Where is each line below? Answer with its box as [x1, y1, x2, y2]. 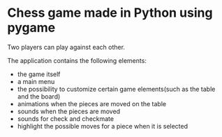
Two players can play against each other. [7, 43, 126, 51]
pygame [7, 20, 56, 36]
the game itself [17, 70, 61, 78]
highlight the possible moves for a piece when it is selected [17, 122, 188, 130]
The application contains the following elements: [7, 56, 147, 64]
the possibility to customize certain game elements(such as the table [17, 85, 216, 93]
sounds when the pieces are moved [17, 107, 121, 115]
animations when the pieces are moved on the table [17, 99, 166, 108]
